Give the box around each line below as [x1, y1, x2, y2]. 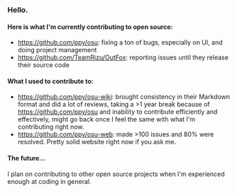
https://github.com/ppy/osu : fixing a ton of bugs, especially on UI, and [17, 38, 223, 47]
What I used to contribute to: [7, 76, 94, 86]
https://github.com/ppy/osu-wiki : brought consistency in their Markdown [17, 93, 231, 101]
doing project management [17, 46, 97, 54]
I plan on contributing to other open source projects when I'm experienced [7, 170, 225, 178]
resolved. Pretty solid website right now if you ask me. [17, 138, 177, 146]
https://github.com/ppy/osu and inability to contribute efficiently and [17, 107, 218, 116]
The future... [7, 153, 46, 162]
